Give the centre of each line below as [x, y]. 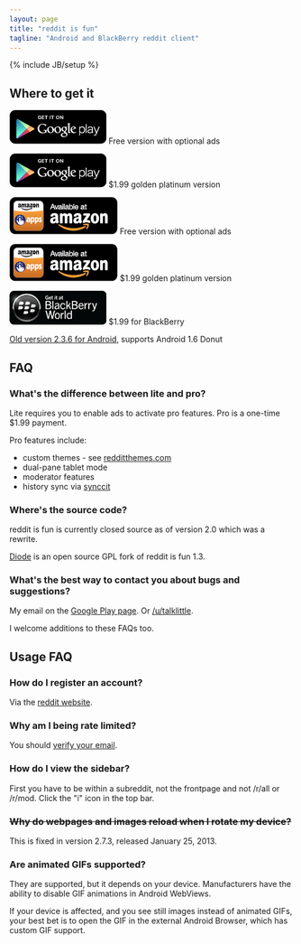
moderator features [58, 477]
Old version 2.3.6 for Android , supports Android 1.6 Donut [116, 340]
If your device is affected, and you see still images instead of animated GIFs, [151, 911]
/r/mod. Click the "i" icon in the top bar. [82, 798]
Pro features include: [48, 440]
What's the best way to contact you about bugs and [125, 580]
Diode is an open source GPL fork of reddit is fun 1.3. [107, 556]
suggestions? [40, 592]
